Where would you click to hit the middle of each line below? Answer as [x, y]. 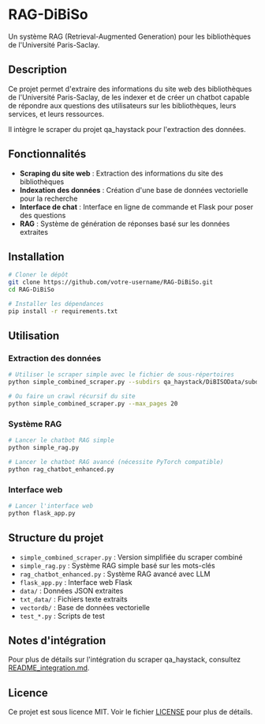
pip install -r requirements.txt [63, 311]
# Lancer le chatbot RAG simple [61, 440]
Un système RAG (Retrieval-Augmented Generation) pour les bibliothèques [129, 36]
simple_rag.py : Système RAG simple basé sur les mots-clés [117, 565]
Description [37, 70]
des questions [43, 215]
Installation [36, 256]
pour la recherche [49, 198]
